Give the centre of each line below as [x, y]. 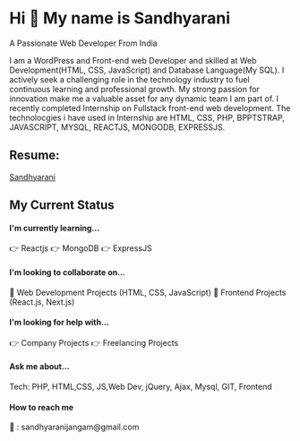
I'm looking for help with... [59, 323]
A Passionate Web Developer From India [84, 43]
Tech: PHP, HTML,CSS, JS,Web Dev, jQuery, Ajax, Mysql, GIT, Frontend [141, 386]
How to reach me [42, 407]
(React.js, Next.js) [42, 302]
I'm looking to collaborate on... [67, 272]
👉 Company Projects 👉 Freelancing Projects [94, 342]
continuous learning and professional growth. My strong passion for [134, 89]
